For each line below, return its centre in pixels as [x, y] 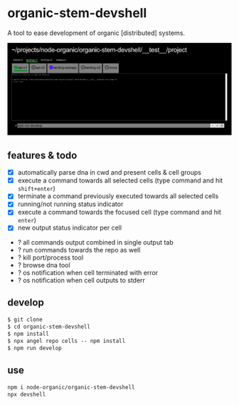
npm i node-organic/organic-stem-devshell [71, 388]
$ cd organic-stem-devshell [49, 327]
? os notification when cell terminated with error [88, 272]
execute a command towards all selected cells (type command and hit [120, 180]
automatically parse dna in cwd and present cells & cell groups [109, 173]
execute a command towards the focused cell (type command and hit [119, 212]
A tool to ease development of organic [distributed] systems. [96, 33]
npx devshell [27, 395]
